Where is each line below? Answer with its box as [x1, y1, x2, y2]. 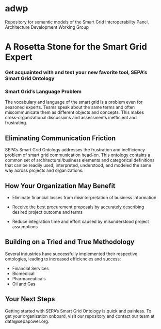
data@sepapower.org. [5, 318, 49, 324]
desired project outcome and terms [12, 209, 83, 215]
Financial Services [12, 265, 49, 271]
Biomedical [12, 271, 35, 276]
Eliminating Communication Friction [5, 134, 116, 142]
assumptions [12, 223, 38, 229]
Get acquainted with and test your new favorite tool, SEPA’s [5, 69, 147, 76]
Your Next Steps [5, 295, 55, 303]
